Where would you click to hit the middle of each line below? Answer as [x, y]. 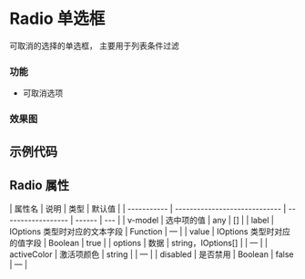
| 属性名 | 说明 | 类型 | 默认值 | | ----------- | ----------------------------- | [148, 209]
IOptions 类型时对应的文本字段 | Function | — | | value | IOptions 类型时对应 [150, 232]
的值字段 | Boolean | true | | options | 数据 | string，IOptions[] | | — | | [139, 243]
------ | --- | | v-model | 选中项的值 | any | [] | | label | [175, 221]
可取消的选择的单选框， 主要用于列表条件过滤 [94, 46]
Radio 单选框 [57, 19]
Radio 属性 [40, 185]
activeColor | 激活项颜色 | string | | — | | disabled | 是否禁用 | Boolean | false [152, 254]
